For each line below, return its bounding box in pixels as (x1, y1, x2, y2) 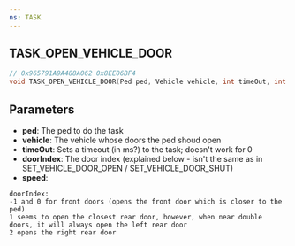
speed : (21, 173, 49, 182)
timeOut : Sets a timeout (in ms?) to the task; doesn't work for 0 (21, 144, 253, 155)
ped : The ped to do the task (21, 126, 124, 135)
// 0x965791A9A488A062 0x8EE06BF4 (9, 69, 137, 78)
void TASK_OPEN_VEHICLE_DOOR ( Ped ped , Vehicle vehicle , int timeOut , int (9, 77, 287, 87)
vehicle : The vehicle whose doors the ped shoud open (21, 135, 222, 145)
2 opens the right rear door (9, 228, 117, 237)
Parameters (9, 102, 75, 117)
